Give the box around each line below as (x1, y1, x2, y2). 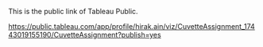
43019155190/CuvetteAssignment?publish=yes (8, 31, 161, 39)
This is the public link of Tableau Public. (8, 7, 138, 16)
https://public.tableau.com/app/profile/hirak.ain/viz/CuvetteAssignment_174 (8, 22, 256, 31)
